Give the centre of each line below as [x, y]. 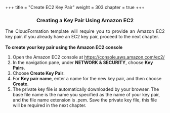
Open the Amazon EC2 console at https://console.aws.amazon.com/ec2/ [89, 57]
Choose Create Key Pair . [38, 73]
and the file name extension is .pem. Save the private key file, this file [85, 100]
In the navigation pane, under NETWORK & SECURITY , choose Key [83, 63]
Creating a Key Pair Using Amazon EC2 [85, 20]
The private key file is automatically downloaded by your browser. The [86, 89]
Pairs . [19, 68]
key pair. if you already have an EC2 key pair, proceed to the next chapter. [82, 37]
